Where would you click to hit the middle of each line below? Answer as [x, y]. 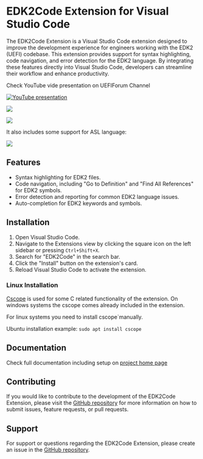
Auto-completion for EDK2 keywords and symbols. [78, 203]
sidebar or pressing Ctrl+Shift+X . [57, 250]
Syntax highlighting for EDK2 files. [58, 177]
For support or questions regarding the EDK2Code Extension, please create [101, 443]
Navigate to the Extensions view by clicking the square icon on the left [103, 244]
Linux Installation [32, 285]
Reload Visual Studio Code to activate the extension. [81, 269]
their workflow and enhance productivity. [58, 73]
